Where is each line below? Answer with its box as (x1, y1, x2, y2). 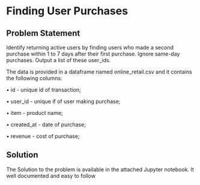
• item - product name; (6, 110, 63, 116)
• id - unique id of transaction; (6, 86, 81, 93)
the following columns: (6, 75, 62, 81)
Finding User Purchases (6, 4, 128, 18)
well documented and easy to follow (6, 172, 96, 179)
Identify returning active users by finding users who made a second (6, 44, 174, 51)
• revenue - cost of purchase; (6, 133, 80, 139)
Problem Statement (6, 28, 80, 38)
